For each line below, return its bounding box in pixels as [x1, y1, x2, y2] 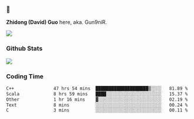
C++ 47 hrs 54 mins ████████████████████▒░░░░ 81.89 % [6, 85, 188, 91]
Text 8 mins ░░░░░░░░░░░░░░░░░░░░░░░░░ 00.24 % [6, 102, 188, 108]
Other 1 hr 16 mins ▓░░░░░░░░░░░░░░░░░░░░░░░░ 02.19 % [6, 97, 188, 103]
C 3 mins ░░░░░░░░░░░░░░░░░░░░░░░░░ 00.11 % [6, 107, 188, 114]
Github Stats [6, 44, 43, 52]
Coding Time [6, 72, 44, 80]
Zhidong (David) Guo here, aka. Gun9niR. [6, 19, 108, 26]
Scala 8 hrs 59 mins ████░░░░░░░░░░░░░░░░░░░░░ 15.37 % [6, 91, 188, 97]
